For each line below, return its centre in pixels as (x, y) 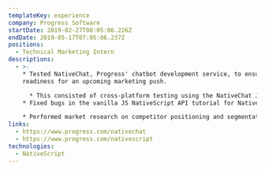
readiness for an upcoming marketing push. (95, 81)
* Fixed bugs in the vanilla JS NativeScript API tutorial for (129, 103)
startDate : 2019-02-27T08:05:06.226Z (70, 30)
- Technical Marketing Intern (65, 52)
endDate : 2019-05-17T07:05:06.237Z (67, 37)
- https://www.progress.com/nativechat (81, 132)
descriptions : (32, 60)
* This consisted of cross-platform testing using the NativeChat (140, 95)
